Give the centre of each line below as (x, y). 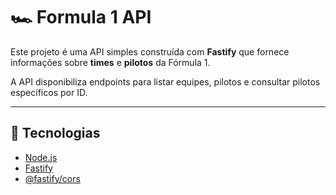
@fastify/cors (52, 178)
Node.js (41, 157)
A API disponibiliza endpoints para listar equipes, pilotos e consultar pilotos (165, 81)
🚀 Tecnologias (55, 133)
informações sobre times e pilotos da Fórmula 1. (110, 62)
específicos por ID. (49, 92)
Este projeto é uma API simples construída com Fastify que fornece (150, 51)
